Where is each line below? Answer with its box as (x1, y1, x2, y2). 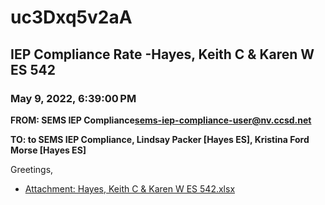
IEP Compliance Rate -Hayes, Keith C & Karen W (10, 46, 315, 63)
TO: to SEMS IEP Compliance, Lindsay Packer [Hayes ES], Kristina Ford (10, 133, 310, 145)
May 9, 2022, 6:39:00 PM (10, 91, 137, 105)
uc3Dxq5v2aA (10, 6, 133, 29)
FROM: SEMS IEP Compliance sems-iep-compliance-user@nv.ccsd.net (10, 114, 312, 126)
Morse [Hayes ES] (10, 144, 87, 156)
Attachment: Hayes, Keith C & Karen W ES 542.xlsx (24, 182, 236, 195)
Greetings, (10, 163, 54, 175)
